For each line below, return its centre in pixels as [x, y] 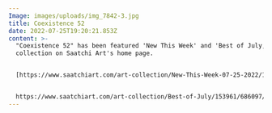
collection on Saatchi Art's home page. [85, 53]
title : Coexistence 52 [47, 23]
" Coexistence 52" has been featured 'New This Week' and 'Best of [130, 46]
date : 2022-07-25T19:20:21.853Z [63, 31]
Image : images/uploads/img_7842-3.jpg [74, 16]
